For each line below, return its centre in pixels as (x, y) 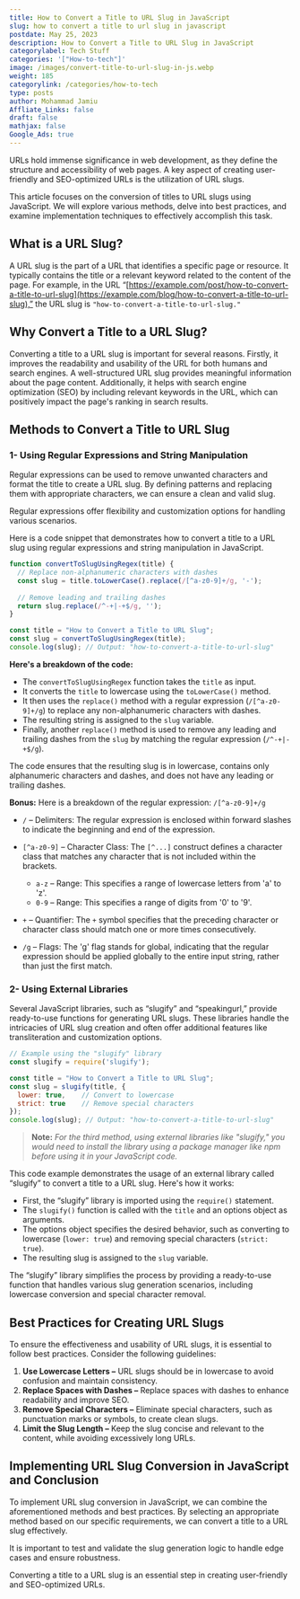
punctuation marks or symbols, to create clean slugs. (120, 1419)
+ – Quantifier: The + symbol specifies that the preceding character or (150, 919)
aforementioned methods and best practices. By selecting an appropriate (144, 1511)
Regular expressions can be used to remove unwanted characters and (139, 475)
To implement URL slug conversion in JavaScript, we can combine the (138, 1502)
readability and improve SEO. (76, 1400)
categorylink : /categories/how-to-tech (84, 84)
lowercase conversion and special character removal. (108, 1294)
